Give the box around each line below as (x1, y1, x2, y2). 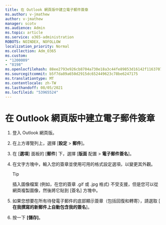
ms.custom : (5, 53, 28, 58)
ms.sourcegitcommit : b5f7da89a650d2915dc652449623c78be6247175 (5, 72, 138, 76)
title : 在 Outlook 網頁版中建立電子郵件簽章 (5, 7, 89, 12)
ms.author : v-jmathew (5, 12, 50, 17)
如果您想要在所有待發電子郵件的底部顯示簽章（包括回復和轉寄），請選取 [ (12, 198, 161, 204)
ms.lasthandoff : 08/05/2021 (5, 85, 63, 90)
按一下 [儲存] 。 (12, 215, 43, 221)
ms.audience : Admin (5, 26, 45, 31)
